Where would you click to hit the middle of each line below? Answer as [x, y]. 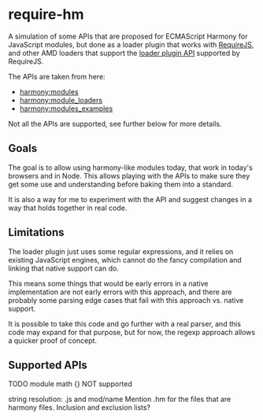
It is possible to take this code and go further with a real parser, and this [125, 323]
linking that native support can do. [64, 268]
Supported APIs [48, 365]
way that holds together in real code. [68, 208]
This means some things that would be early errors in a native [108, 283]
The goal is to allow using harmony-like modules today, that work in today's [131, 168]
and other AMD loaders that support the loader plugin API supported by [124, 53]
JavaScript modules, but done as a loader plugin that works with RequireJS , [131, 44]
